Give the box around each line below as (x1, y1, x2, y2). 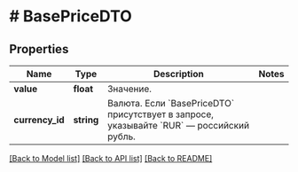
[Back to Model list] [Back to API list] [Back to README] (9, 153, 213, 163)
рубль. (107, 130, 136, 143)
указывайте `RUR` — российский (107, 120, 250, 131)
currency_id (13, 113, 65, 126)
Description (153, 68, 204, 80)
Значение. (107, 82, 153, 95)
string (73, 113, 99, 126)
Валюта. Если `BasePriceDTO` (107, 98, 235, 109)
